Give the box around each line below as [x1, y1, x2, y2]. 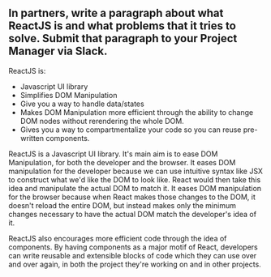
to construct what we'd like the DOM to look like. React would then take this [8, 174, 261, 185]
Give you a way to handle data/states [19, 99, 144, 109]
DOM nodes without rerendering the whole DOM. [19, 116, 184, 126]
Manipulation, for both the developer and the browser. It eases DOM [8, 157, 236, 167]
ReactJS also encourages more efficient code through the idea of [8, 233, 227, 243]
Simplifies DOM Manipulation [19, 90, 118, 100]
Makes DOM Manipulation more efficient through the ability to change [19, 107, 254, 117]
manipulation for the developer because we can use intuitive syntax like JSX [8, 166, 264, 176]
